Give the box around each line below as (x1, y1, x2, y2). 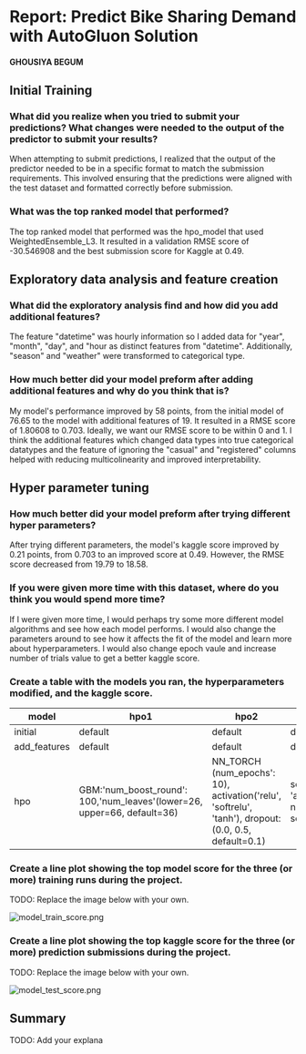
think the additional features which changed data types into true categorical (9, 435, 294, 445)
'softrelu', (211, 801, 253, 814)
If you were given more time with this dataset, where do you (9, 581, 280, 594)
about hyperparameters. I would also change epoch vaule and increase (9, 642, 277, 653)
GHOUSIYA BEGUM (9, 56, 84, 67)
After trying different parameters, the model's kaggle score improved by (9, 539, 280, 550)
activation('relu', (211, 790, 282, 803)
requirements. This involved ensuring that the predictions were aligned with (9, 173, 293, 184)
